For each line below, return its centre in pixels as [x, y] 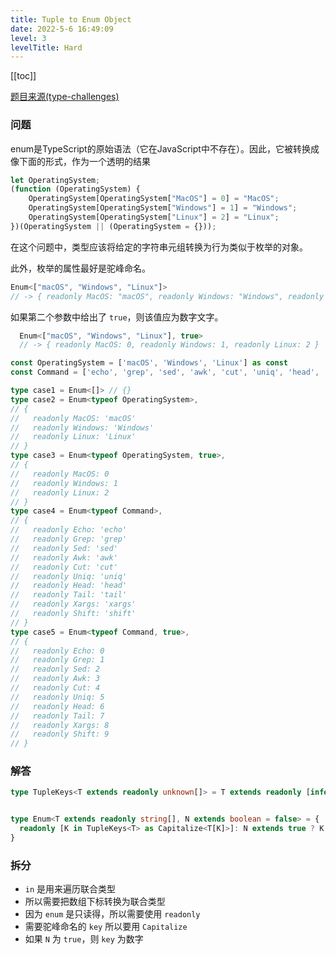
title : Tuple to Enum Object [71, 19]
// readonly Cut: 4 [55, 688]
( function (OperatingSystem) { [75, 189]
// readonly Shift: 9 [60, 734]
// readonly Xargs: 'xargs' [73, 604]
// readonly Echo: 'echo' [69, 530]
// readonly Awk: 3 [55, 679]
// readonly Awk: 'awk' [64, 557]
